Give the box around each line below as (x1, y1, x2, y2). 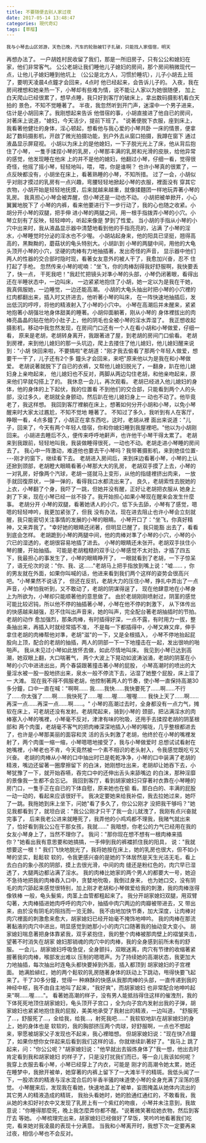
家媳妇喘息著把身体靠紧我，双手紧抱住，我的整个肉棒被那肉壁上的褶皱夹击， (6, 931, 200, 938)
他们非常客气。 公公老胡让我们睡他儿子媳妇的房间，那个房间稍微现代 (17, 63, 191, 71)
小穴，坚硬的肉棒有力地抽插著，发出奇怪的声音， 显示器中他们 (38, 247, 196, 255)
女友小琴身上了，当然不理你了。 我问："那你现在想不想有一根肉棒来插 (6, 831, 183, 838)
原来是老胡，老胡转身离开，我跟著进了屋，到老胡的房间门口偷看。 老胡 (18, 332, 197, 339)
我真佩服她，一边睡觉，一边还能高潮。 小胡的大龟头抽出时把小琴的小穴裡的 (6, 286, 196, 293)
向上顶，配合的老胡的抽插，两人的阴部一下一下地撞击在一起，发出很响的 (11, 639, 194, 646)
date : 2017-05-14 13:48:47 (6, 15, 75, 21)
